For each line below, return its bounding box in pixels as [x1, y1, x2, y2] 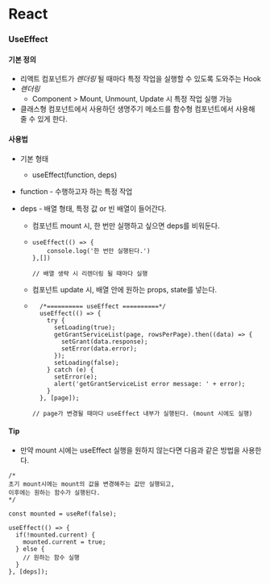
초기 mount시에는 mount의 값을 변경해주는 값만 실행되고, [8, 480, 175, 488]
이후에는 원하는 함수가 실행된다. [8, 488, 101, 496]
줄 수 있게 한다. [19, 114, 68, 124]
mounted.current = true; [23, 537, 106, 546]
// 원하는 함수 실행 [23, 553, 81, 561]
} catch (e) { [47, 366, 94, 374]
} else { [15, 545, 45, 553]
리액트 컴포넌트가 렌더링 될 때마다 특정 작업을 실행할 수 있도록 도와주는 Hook [19, 74, 262, 84]
